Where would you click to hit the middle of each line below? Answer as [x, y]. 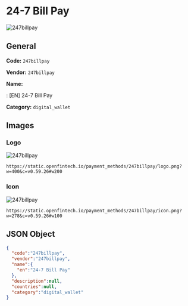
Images [20, 126]
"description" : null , [37, 281]
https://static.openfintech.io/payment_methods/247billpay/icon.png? [94, 211]
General [21, 46]
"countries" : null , [35, 287]
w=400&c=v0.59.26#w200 [34, 172]
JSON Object [31, 234]
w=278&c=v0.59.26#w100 [34, 216]
